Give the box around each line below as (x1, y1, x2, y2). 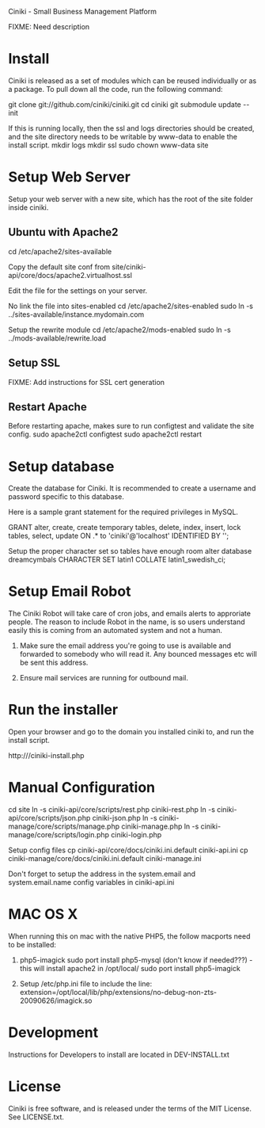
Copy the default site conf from (8, 261, 111, 272)
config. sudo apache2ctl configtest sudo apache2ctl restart (8, 429, 203, 439)
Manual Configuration (8, 779, 156, 797)
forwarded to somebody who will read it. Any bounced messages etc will (19, 650, 257, 659)
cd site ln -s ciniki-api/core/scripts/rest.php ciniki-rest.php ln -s (8, 805, 216, 814)
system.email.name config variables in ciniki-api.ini (8, 878, 175, 887)
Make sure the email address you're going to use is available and (19, 641, 232, 650)
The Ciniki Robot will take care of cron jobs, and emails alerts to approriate (8, 609, 252, 619)
